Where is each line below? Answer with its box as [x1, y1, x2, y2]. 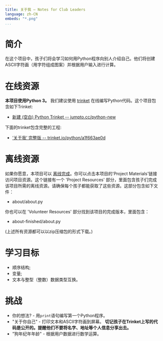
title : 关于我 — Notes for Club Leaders [5, 7, 86, 12]
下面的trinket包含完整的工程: [5, 125, 62, 131]
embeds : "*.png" [5, 16, 38, 21]
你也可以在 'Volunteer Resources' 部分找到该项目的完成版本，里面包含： [5, 209, 149, 215]
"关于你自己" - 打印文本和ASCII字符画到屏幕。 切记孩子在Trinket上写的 [12, 319, 154, 324]
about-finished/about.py [12, 219, 61, 225]
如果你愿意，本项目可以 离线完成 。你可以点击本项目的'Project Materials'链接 [5, 171, 158, 177]
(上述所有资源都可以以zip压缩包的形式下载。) [5, 228, 93, 234]
